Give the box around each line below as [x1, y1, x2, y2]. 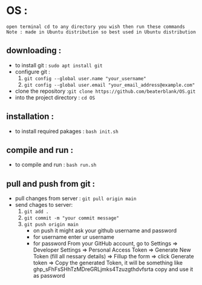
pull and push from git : [6, 178, 96, 189]
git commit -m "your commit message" [24, 215, 120, 221]
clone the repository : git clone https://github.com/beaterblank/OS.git [15, 87, 196, 95]
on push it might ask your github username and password [33, 227, 177, 234]
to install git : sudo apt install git [15, 61, 103, 69]
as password [33, 272, 65, 280]
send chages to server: [15, 201, 73, 209]
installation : [6, 112, 54, 122]
